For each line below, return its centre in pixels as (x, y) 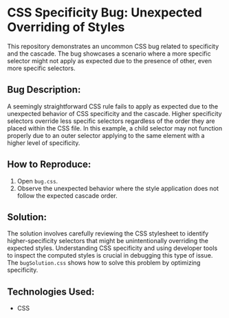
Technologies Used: (51, 292)
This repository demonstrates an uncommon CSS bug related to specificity (113, 46)
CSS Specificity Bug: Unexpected (105, 13)
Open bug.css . (37, 181)
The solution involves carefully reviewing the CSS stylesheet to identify (108, 234)
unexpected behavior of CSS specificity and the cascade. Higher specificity (115, 113)
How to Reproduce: (49, 164)
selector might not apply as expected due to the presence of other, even (109, 60)
